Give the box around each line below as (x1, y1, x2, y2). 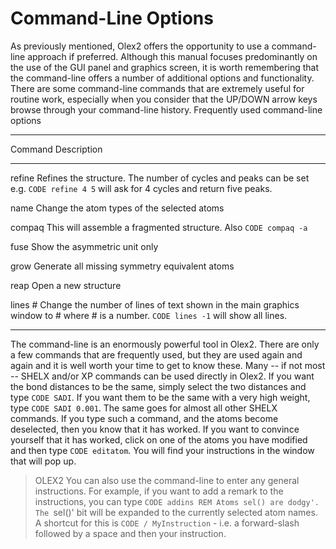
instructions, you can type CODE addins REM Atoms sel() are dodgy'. (34, 495, 320, 507)
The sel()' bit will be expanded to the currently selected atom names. (34, 506, 318, 518)
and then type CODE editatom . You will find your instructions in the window (10, 444, 315, 456)
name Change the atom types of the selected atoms (10, 202, 225, 214)
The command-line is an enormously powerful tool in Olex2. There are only (10, 338, 320, 350)
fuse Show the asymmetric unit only (10, 240, 159, 252)
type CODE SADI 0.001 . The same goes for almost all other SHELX (10, 402, 278, 414)
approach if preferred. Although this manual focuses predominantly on (27, 50, 318, 62)
